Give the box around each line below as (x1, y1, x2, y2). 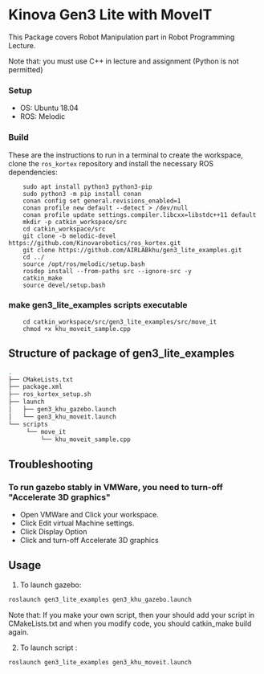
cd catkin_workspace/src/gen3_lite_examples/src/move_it (22, 317, 217, 326)
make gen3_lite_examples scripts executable (8, 300, 188, 311)
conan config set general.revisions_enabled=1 (22, 197, 181, 205)
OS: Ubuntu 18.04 (19, 103, 79, 113)
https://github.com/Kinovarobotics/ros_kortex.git (8, 239, 181, 247)
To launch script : (19, 643, 78, 652)
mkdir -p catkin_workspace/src (22, 218, 128, 226)
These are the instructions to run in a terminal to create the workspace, (8, 150, 243, 160)
